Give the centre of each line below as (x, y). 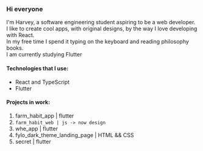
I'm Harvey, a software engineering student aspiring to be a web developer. (101, 22)
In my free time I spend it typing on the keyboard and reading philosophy (98, 42)
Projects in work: (28, 102)
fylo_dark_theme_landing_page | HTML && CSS (74, 135)
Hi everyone (25, 9)
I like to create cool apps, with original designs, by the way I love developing (102, 29)
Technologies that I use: (37, 68)
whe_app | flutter (36, 129)
